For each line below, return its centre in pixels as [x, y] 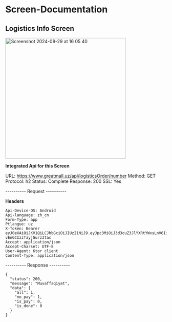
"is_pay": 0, [28, 301]
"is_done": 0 [28, 306]
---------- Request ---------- [36, 191]
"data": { [20, 288]
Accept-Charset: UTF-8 [29, 247]
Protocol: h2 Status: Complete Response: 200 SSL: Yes [63, 181]
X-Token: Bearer [23, 229]
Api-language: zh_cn [27, 215]
